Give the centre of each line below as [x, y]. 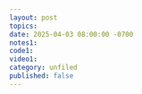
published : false [42, 76]
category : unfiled [43, 68]
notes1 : [24, 43]
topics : [24, 26]
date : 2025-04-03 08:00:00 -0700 [71, 34]
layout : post [33, 17]
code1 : [21, 51]
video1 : [24, 59]
